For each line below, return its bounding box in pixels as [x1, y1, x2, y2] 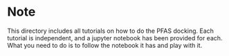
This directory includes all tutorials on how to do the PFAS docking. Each [7, 27, 214, 35]
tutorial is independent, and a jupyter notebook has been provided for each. [7, 33, 223, 42]
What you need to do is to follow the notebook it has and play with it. [7, 41, 203, 49]
